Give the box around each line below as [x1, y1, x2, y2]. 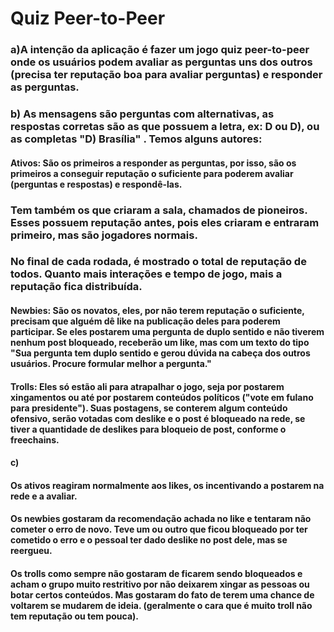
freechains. [10, 433, 60, 446]
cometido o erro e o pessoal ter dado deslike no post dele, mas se [10, 534, 288, 546]
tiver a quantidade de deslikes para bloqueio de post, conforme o [10, 423, 287, 435]
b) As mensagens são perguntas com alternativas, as [10, 107, 275, 121]
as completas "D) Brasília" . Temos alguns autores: [10, 132, 263, 146]
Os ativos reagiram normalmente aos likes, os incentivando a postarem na [10, 479, 325, 491]
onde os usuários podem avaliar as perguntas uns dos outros [10, 55, 313, 69]
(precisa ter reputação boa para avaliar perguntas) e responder [10, 68, 323, 82]
